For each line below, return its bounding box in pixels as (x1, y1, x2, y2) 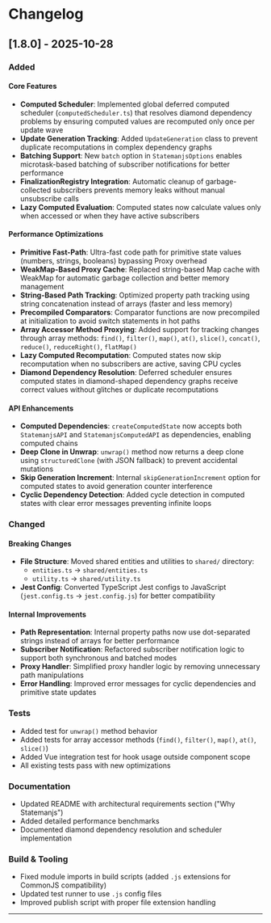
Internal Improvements (8, 609, 87, 619)
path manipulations (19, 670, 85, 680)
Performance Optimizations (8, 230, 103, 239)
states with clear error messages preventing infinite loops (19, 499, 212, 508)
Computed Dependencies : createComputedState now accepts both (19, 421, 242, 431)
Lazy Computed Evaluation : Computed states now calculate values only (19, 202, 261, 212)
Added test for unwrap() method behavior (19, 726, 158, 735)
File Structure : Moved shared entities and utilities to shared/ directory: (19, 557, 255, 567)
